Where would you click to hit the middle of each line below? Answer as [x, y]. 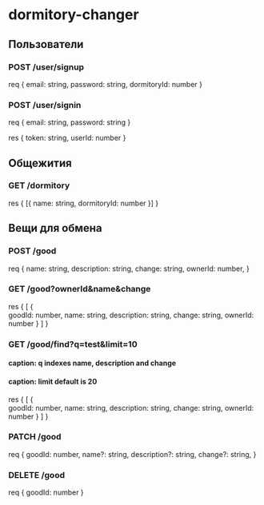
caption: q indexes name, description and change [92, 363]
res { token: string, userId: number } [67, 138]
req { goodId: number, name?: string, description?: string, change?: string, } [132, 454]
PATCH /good [35, 437]
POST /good [32, 251]
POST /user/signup [46, 67]
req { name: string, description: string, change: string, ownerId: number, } [129, 268]
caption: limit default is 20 [53, 381]
